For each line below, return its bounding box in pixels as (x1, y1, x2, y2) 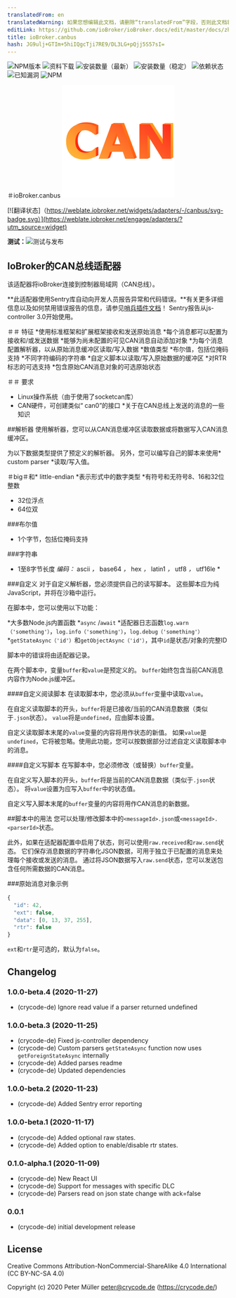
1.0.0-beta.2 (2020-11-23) (7, 1084, 98, 1093)
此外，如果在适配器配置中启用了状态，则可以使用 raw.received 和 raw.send (7, 837, 218, 847)
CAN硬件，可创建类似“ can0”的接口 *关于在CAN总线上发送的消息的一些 (17, 401, 225, 409)
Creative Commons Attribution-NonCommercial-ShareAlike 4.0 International (7, 1262, 227, 1271)
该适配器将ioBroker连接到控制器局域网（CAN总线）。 (7, 280, 159, 288)
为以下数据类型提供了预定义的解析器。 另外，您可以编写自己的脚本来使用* (7, 449, 221, 457)
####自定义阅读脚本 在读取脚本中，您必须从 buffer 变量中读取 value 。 (7, 689, 207, 698)
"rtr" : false (13, 924, 52, 931)
